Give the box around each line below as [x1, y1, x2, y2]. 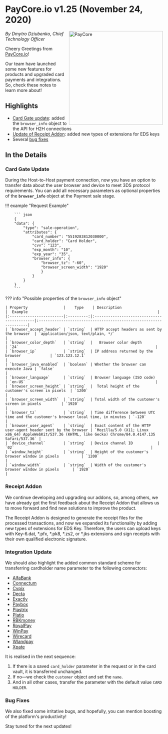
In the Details [5, 151, 47, 159]
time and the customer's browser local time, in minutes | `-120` [5, 414, 146, 419]
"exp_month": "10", [31, 247, 72, 252]
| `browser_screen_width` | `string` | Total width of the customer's [5, 397, 160, 402]
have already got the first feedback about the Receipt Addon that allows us [5, 499, 159, 505]
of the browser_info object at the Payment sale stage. [5, 193, 115, 199]
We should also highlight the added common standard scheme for [5, 560, 141, 566]
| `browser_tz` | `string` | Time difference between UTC [5, 410, 155, 415]
